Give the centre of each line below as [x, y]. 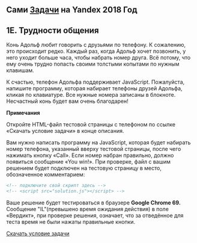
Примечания [23, 113]
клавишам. [20, 70]
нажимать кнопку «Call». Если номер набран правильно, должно [90, 155]
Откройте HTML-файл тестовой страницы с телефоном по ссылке [91, 125]
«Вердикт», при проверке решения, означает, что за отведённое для [95, 215]
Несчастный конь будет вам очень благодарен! [68, 101]
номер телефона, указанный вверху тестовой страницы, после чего [94, 149]
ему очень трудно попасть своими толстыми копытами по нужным [93, 64]
